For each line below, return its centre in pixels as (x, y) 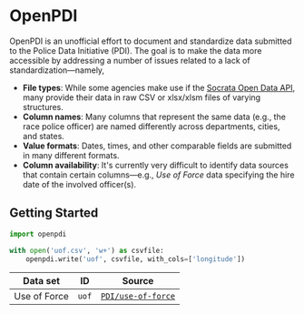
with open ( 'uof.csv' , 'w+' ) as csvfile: (87, 250)
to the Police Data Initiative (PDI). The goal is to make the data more (136, 50)
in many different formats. (71, 155)
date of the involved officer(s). (79, 184)
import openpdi (38, 234)
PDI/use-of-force (137, 296)
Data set (41, 281)
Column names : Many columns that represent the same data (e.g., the (154, 116)
